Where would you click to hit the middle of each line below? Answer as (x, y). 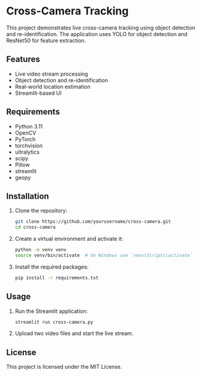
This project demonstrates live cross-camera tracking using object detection (101, 28)
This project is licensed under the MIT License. (64, 367)
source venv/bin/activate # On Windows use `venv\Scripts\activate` (104, 255)
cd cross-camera (35, 227)
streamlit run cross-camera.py (54, 322)
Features (23, 59)
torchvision (29, 145)
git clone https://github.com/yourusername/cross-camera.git (93, 222)
